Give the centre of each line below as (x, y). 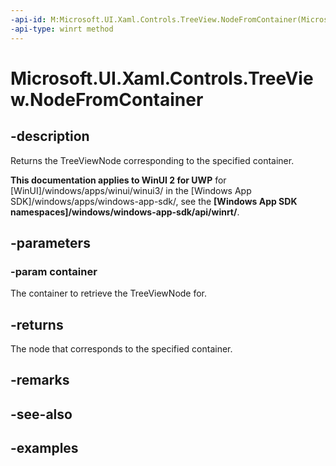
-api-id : (28, 19)
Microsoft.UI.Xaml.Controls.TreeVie (162, 78)
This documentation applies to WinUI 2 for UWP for (118, 180)
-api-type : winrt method (62, 29)
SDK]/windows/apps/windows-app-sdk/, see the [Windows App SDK (154, 201)
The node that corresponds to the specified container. (121, 349)
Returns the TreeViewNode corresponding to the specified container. (152, 160)
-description (50, 136)
